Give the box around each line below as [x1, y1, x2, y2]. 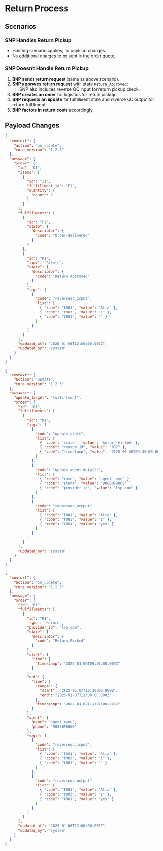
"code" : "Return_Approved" [35, 274, 90, 279]
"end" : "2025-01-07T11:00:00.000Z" [39, 692, 112, 698]
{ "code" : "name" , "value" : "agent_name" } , [39, 476, 131, 481]
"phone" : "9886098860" [31, 724, 77, 729]
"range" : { [35, 684, 57, 688]
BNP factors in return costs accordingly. [12, 107, 94, 113]
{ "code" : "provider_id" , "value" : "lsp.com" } [39, 486, 138, 491]
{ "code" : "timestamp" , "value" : [39, 449, 108, 454]
